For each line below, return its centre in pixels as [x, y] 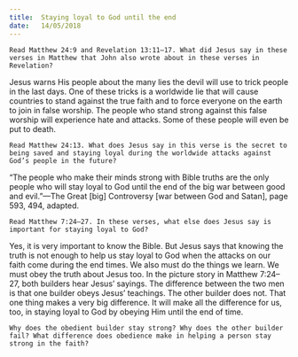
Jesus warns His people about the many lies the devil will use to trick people [149, 81]
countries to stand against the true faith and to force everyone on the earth [146, 101]
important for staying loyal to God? [79, 229]
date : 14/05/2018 [45, 26]
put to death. [32, 128]
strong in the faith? [49, 343]
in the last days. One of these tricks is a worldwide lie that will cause [134, 91]
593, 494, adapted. [44, 206]
